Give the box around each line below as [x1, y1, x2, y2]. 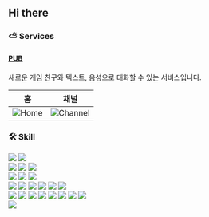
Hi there [8, 6, 49, 20]
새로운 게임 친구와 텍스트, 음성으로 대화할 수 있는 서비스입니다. [8, 72, 202, 82]
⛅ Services [8, 31, 54, 42]
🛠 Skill [8, 132, 36, 143]
